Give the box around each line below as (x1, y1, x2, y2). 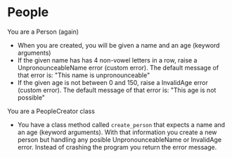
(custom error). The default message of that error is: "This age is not (17, 86, 217, 94)
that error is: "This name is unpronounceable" (17, 71, 150, 79)
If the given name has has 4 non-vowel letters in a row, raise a (17, 55, 198, 64)
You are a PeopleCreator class (7, 107, 95, 115)
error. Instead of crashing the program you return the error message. (17, 143, 217, 151)
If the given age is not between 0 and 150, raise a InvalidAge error (17, 78, 209, 86)
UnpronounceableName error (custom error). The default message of (17, 63, 219, 72)
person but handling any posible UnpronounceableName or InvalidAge (17, 135, 222, 144)
